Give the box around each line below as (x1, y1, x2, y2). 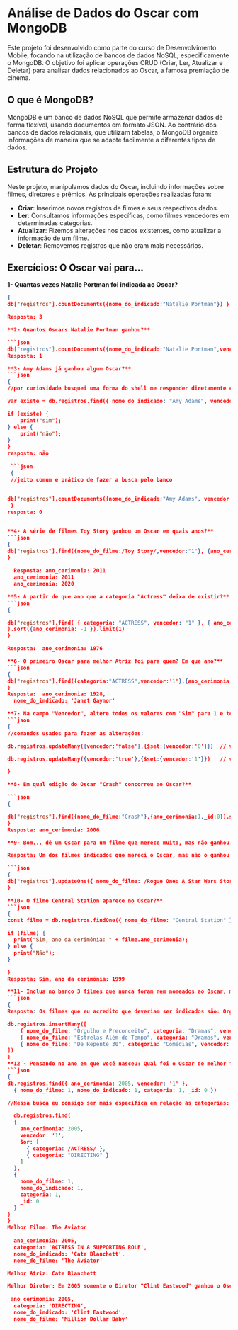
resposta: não (7, 450, 50, 457)
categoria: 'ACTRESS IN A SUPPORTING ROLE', (13, 1244, 147, 1251)
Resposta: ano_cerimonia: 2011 (13, 567, 106, 574)
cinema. (7, 73, 30, 82)
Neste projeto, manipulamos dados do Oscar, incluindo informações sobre (7, 182, 225, 191)
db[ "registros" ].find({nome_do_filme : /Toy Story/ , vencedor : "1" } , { (7, 547, 211, 555)
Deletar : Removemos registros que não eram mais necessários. (17, 241, 203, 249)
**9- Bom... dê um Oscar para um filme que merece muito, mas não (7, 839, 208, 846)
